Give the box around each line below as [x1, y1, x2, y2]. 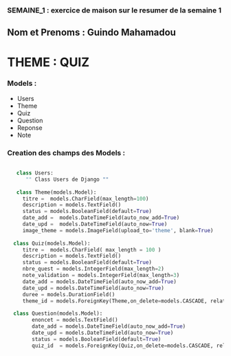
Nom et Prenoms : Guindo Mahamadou [7, 27, 177, 38]
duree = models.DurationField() [22, 291, 115, 298]
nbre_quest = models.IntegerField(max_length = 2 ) [22, 265, 165, 273]
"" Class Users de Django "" [25, 176, 109, 183]
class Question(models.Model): [13, 310, 103, 318]
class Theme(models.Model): [16, 188, 97, 196]
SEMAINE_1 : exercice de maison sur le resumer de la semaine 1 [7, 5, 222, 15]
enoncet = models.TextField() [32, 317, 118, 324]
